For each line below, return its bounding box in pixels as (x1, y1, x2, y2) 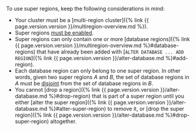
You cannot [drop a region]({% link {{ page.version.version (14, 86, 160, 93)
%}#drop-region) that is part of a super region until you (48, 92, 185, 99)
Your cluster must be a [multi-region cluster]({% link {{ (14, 17, 149, 23)
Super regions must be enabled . (14, 29, 94, 36)
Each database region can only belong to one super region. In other (14, 67, 181, 74)
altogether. (50, 118, 77, 124)
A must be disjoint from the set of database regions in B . (14, 80, 154, 87)
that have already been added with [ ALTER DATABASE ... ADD (36, 48, 184, 55)
